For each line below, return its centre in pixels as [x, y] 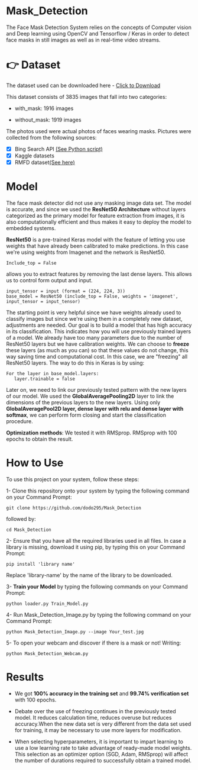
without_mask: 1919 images [48, 120]
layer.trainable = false [45, 379]
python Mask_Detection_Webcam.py [47, 653]
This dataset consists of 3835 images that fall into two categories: [87, 96]
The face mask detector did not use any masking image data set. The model [99, 203]
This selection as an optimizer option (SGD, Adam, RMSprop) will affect [101, 754]
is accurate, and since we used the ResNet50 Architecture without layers [96, 209]
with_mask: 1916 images [44, 108]
